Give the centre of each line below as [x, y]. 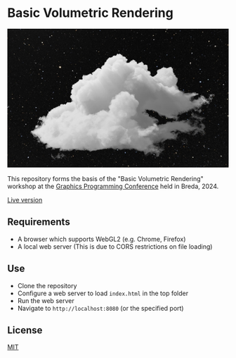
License [25, 330]
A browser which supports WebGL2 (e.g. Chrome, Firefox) [101, 239]
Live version [25, 199]
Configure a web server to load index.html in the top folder [103, 293]
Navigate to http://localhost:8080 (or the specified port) [100, 308]
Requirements [39, 222]
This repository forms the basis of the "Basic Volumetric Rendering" [105, 178]
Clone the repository [47, 285]
